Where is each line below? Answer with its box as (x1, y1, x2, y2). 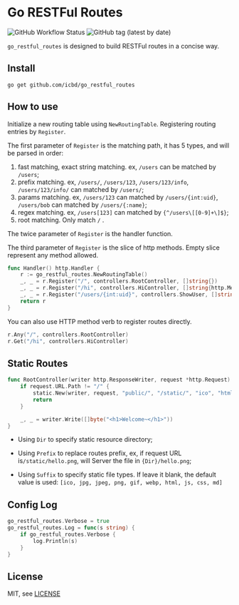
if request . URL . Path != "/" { (20, 383, 110, 390)
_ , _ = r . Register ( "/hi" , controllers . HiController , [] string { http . (20, 285, 228, 292)
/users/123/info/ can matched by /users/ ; (17, 185, 144, 193)
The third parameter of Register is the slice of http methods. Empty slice (7, 243, 221, 252)
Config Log (7, 499, 58, 511)
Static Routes (7, 357, 68, 370)
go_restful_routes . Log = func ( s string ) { (7, 524, 135, 532)
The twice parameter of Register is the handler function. (7, 229, 173, 238)
